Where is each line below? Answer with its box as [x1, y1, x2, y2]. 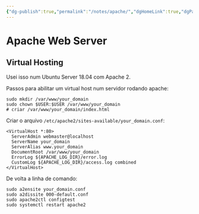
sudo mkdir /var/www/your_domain [6, 96, 89, 102]
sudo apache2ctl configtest [6, 196, 76, 203]
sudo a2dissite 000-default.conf [6, 192, 89, 197]
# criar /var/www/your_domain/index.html [6, 106, 110, 112]
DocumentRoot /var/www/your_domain [11, 149, 99, 155]
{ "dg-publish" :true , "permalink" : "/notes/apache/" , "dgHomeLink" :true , [6, 8, 182, 15]
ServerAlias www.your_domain [11, 144, 84, 150]
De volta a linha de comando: [6, 175, 78, 182]
